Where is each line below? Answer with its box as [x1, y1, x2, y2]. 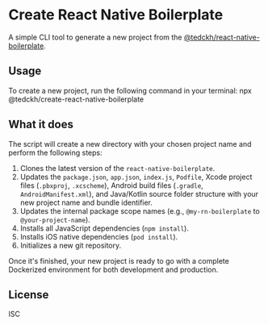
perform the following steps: [8, 148, 103, 157]
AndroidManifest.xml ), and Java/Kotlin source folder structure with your [19, 189, 259, 198]
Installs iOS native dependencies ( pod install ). [19, 231, 178, 241]
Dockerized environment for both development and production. [8, 265, 219, 274]
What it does [8, 118, 74, 131]
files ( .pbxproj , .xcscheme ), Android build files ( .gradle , [19, 180, 203, 190]
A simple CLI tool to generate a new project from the [8, 32, 183, 42]
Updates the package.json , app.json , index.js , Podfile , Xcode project [19, 172, 253, 181]
